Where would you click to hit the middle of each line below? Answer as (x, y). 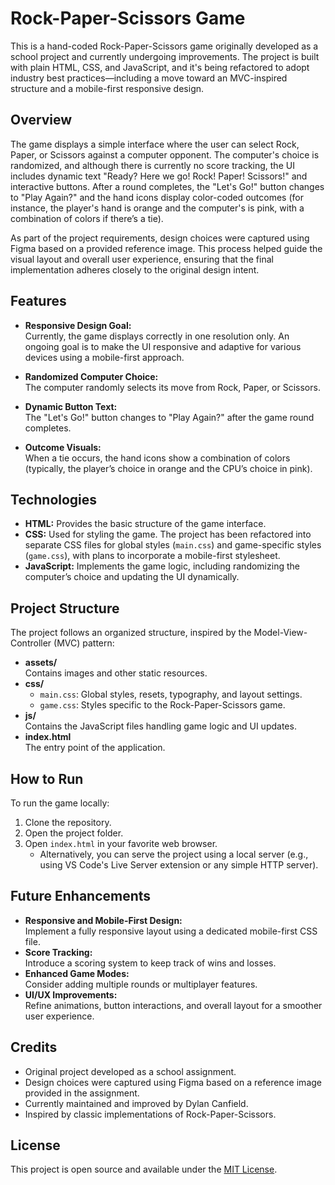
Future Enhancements (81, 896)
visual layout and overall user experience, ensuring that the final (142, 259)
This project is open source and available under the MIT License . (144, 1169)
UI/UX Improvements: (71, 994)
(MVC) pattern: (84, 643)
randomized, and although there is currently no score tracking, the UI (152, 165)
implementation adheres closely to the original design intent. (135, 269)
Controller (31, 643)
